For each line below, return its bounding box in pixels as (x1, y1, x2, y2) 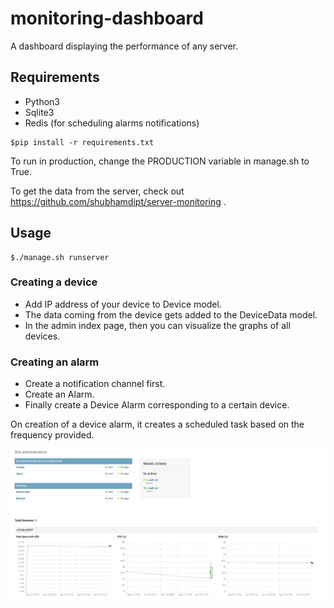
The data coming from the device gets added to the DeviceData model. (24, 308, 318, 321)
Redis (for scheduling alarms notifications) (24, 117, 200, 129)
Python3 (24, 95, 60, 107)
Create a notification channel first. (24, 378, 166, 390)
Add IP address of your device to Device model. (24, 298, 222, 310)
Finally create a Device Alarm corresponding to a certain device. (24, 399, 290, 411)
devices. (24, 330, 61, 342)
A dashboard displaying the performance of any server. (10, 40, 239, 52)
